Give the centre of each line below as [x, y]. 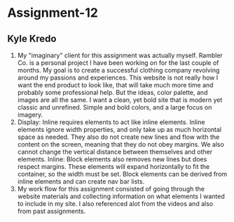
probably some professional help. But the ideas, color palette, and [112, 92]
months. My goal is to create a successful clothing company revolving [118, 70]
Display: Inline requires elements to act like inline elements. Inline [111, 122]
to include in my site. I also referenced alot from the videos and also [115, 203]
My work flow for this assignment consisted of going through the [111, 189]
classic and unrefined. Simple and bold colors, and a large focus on [115, 107]
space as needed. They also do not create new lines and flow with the [118, 137]
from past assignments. [51, 211]
